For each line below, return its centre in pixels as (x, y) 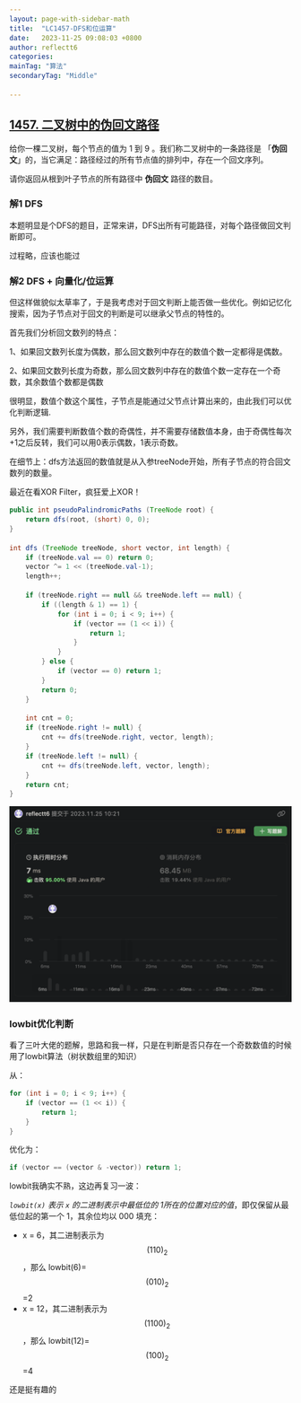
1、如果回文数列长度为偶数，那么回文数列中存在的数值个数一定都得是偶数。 (148, 352)
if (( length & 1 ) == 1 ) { (90, 605)
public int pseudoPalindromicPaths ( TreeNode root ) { (112, 510)
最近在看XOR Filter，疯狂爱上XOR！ (75, 492)
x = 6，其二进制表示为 (63, 1235)
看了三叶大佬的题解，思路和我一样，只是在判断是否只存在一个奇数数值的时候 (150, 1045)
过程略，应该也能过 (45, 255)
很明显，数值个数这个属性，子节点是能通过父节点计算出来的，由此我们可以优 (150, 401)
